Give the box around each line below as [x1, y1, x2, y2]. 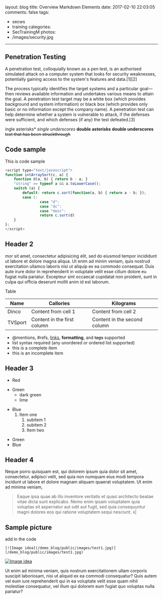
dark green [19, 392, 42, 397]
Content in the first [31, 316, 74, 323]
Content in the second [92, 316, 143, 323]
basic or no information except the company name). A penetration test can [5, 106, 154, 112]
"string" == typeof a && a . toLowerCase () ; [14, 181, 101, 187]
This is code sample [5, 158, 45, 164]
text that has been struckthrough [5, 131, 71, 137]
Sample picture [5, 523, 52, 531]
